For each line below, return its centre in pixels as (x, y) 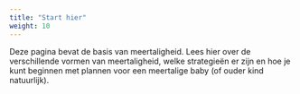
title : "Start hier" (48, 17)
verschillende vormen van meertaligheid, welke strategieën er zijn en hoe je (150, 61)
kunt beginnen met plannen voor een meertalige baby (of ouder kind (136, 70)
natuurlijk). (29, 80)
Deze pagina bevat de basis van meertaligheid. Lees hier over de (130, 51)
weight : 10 (30, 26)
